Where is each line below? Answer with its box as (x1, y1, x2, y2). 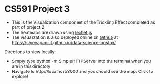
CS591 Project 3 (4, 3, 70, 14)
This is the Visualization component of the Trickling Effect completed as (11, 19, 156, 25)
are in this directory (11, 63, 51, 69)
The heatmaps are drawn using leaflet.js (11, 29, 93, 35)
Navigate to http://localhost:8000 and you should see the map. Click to (11, 68, 153, 74)
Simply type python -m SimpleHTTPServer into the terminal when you (11, 58, 151, 64)
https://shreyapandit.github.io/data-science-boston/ (11, 39, 116, 45)
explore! (11, 73, 28, 79)
